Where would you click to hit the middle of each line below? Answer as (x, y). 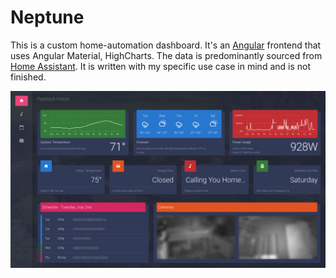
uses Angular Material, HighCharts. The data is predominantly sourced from (166, 55)
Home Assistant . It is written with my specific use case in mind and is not (160, 66)
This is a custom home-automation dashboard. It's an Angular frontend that (166, 45)
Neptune (47, 17)
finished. (28, 77)
